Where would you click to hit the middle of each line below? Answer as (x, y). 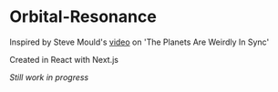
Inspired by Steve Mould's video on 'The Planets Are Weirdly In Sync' (139, 42)
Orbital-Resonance (83, 17)
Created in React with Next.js (64, 59)
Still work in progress (49, 77)
